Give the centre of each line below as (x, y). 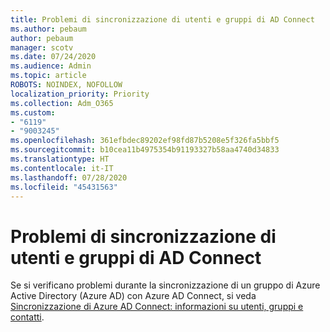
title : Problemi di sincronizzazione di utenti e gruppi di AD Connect (162, 19)
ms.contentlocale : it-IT (62, 168)
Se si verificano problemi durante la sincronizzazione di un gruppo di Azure (165, 285)
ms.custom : (33, 112)
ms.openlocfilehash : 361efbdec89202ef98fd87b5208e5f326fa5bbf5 (145, 141)
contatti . (27, 317)
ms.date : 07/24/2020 (53, 57)
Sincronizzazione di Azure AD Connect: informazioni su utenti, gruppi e (157, 307)
